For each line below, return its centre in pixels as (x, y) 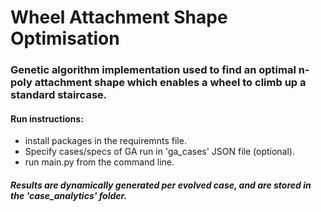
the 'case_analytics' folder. (69, 195)
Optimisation (65, 38)
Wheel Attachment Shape (119, 17)
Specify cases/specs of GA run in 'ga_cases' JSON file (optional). (159, 152)
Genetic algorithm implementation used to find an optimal (153, 70)
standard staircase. (59, 95)
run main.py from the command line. (99, 162)
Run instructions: (47, 118)
